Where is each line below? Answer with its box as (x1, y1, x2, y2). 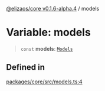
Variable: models (6, 26, 91, 39)
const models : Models (20, 45, 73, 52)
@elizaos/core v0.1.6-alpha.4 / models (6, 5, 100, 12)
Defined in (6, 62, 45, 73)
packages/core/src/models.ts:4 (6, 78, 83, 85)
